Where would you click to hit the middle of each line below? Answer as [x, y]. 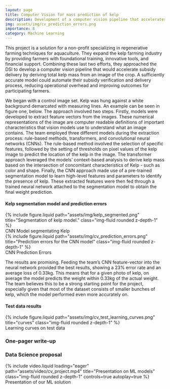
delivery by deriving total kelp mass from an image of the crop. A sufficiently [85, 75]
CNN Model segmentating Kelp [37, 231]
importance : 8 [20, 29]
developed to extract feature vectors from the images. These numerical [80, 117]
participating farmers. [28, 91]
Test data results [23, 306]
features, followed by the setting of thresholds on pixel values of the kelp [81, 149]
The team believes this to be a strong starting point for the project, [74, 284]
